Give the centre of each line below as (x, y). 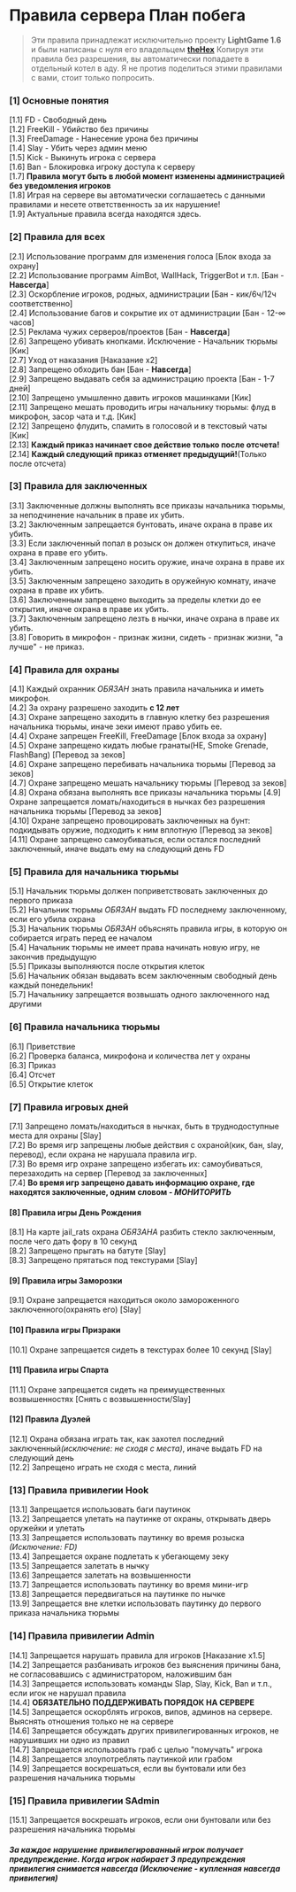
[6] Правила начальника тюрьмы (85, 1027)
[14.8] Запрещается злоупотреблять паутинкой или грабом (121, 1758)
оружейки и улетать (47, 1528)
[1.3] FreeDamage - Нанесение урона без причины (104, 139)
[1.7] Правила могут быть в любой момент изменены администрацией (147, 176)
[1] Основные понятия (59, 100)
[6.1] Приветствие (42, 1046)
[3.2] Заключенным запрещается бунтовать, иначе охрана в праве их (141, 524)
